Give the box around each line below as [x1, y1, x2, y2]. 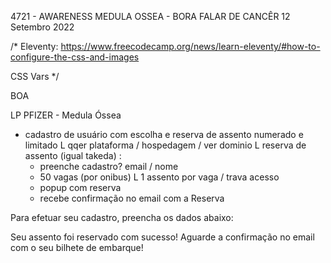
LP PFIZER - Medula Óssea [10, 109, 122, 121]
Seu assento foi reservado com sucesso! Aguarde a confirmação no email [10, 231, 315, 243]
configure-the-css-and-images [10, 51, 140, 63]
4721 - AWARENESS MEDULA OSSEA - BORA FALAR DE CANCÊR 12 [10, 11, 291, 22]
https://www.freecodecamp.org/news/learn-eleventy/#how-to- [60, 41, 321, 52]
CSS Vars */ [10, 71, 60, 82]
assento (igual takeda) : [24, 150, 122, 161]
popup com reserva [39, 182, 122, 193]
